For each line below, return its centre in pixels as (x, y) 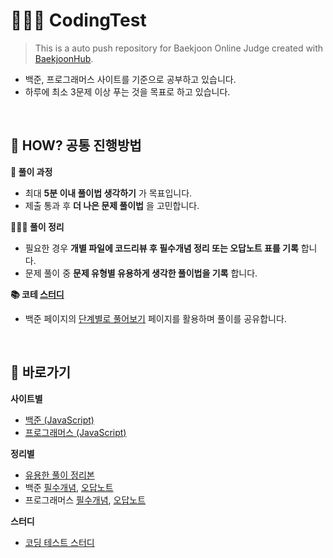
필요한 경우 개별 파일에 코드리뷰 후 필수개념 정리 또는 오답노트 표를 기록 (161, 248)
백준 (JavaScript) (59, 420)
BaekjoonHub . (64, 58)
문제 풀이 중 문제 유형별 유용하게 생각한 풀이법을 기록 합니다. (141, 273)
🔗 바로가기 (41, 372)
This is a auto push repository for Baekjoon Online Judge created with (179, 48)
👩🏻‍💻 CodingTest (78, 20)
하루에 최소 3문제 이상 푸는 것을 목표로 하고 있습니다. (127, 91)
